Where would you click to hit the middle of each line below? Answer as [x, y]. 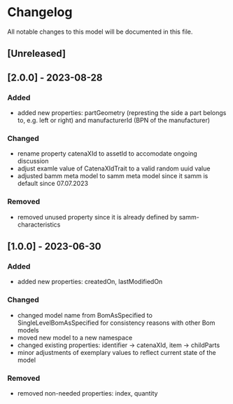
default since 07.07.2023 [53, 184]
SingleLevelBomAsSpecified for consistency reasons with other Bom [116, 323]
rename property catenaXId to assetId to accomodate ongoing [107, 154]
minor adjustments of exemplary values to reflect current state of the [116, 352]
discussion [33, 161]
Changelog [40, 12]
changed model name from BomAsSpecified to [85, 315]
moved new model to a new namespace [75, 337]
